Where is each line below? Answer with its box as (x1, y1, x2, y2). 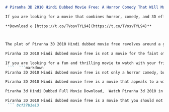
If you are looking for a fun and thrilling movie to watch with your (5, 61, 156, 66)
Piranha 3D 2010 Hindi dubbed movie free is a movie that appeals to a (5, 79, 158, 84)
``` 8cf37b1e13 (7, 102, 39, 108)
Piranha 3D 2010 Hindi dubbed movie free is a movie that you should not (5, 98, 163, 103)
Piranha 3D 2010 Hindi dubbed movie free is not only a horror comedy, (5, 70, 158, 75)
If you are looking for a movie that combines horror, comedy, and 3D (5, 14, 156, 19)
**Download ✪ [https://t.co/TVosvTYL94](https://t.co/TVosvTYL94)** (5, 23, 152, 29)
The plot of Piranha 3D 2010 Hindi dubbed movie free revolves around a (5, 42, 161, 47)
